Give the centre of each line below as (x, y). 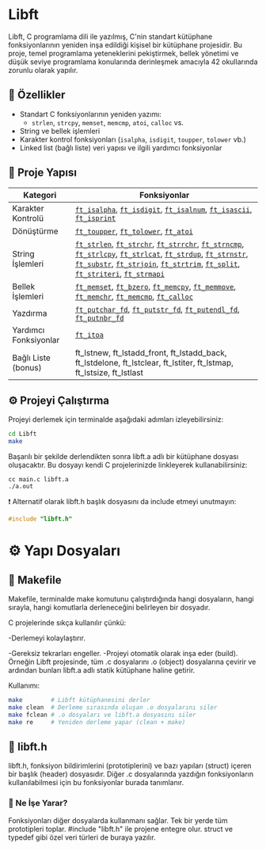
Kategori (40, 195)
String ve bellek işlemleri (60, 131)
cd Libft (23, 434)
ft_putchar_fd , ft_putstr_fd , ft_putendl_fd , (157, 309)
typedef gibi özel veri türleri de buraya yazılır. (82, 837)
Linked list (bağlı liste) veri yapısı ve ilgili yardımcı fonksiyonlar (121, 147)
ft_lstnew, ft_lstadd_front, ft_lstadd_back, (151, 352)
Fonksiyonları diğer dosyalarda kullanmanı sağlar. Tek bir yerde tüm (118, 820)
